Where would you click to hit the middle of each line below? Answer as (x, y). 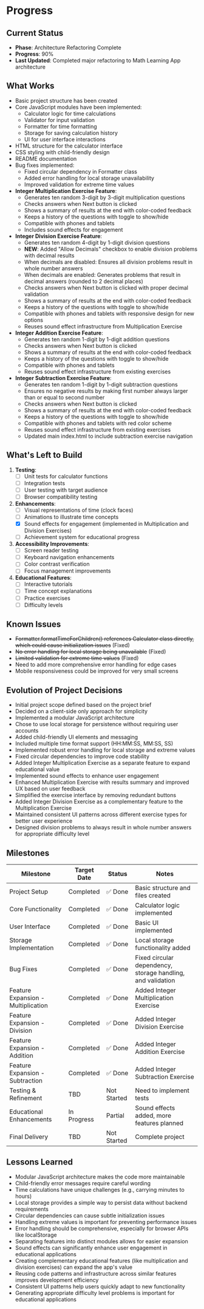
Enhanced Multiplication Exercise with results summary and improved (102, 782)
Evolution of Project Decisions (64, 690)
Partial (115, 1116)
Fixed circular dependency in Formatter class (81, 171)
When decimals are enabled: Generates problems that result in (102, 274)
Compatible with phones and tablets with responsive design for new (109, 313)
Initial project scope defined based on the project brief (83, 705)
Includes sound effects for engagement (73, 229)
